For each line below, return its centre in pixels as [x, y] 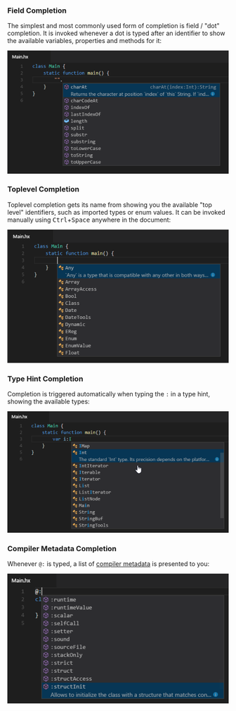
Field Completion [37, 11]
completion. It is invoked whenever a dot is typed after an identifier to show [116, 33]
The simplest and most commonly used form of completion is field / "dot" [113, 26]
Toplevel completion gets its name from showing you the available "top [110, 205]
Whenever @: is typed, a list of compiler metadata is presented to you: [109, 564]
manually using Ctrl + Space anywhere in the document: [89, 220]
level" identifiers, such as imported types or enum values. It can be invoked [116, 212]
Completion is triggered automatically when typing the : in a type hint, [109, 394]
